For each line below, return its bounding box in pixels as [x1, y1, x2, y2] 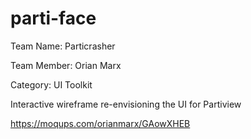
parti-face [10, 7, 97, 30]
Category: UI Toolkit [10, 78, 93, 91]
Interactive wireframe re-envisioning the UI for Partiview [10, 98, 242, 110]
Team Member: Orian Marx [10, 59, 122, 71]
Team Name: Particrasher [10, 40, 116, 52]
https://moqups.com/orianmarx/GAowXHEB [10, 117, 191, 129]
